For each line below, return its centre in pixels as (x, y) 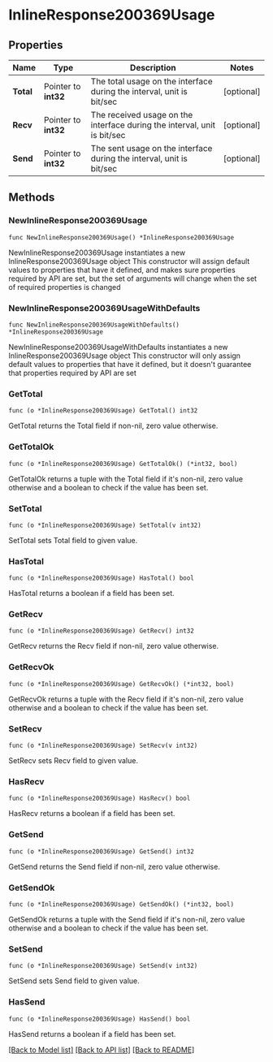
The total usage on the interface (152, 81)
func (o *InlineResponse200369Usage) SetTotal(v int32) (105, 525)
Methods (32, 198)
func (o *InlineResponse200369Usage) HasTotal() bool (102, 578)
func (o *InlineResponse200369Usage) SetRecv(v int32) (103, 746)
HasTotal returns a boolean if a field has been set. (91, 594)
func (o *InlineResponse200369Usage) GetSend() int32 (102, 851)
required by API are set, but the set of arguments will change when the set (133, 278)
